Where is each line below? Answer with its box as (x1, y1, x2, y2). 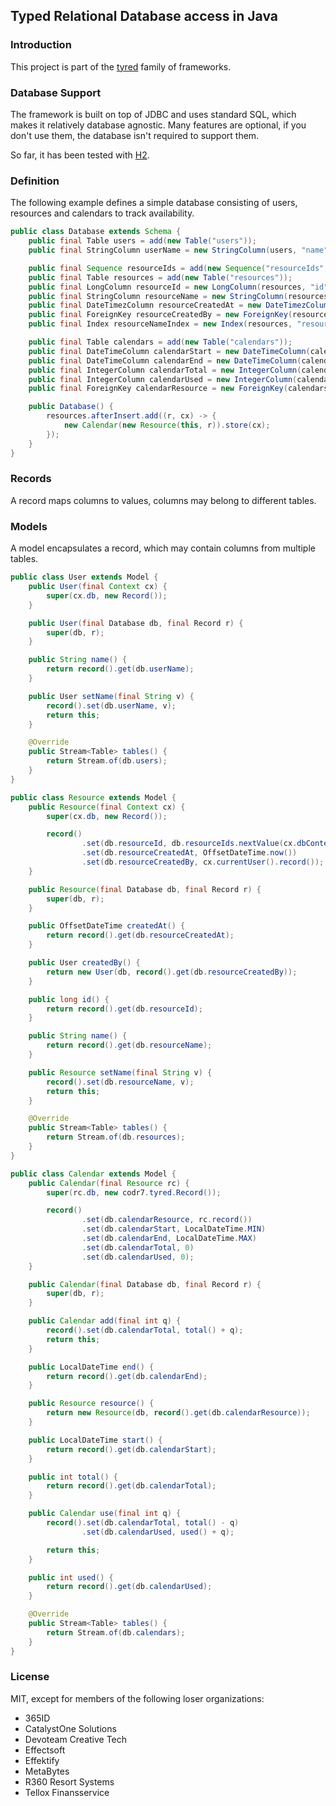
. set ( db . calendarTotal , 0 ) (81, 1242, 195, 1253)
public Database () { (28, 402, 114, 412)
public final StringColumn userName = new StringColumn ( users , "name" (28, 245, 329, 256)
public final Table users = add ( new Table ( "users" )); (28, 236, 257, 246)
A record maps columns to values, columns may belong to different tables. (10, 494, 317, 506)
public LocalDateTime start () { (28, 1435, 163, 1445)
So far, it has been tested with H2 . (10, 149, 150, 161)
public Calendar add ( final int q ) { (28, 1316, 182, 1326)
